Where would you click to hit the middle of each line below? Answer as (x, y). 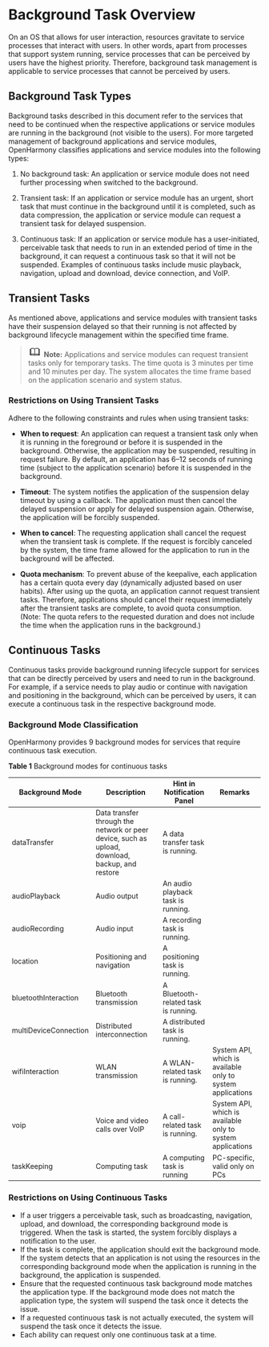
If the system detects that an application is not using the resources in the (140, 1258)
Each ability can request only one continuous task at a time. (118, 1334)
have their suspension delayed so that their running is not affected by (123, 326)
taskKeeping (32, 1166)
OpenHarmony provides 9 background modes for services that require (124, 742)
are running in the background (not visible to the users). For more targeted (131, 132)
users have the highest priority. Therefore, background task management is (133, 63)
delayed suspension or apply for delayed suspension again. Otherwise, (137, 509)
